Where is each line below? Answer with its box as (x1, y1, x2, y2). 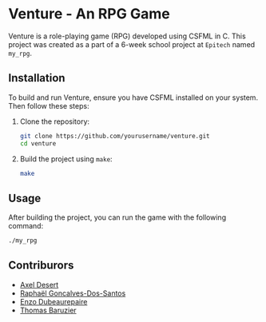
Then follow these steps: (8, 101, 89, 110)
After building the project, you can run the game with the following (8, 213, 226, 222)
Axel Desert (19, 280, 59, 289)
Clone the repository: (19, 117, 90, 126)
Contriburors (8, 259, 74, 272)
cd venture (19, 139, 57, 148)
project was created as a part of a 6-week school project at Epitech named (8, 39, 256, 49)
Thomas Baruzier (19, 305, 77, 315)
